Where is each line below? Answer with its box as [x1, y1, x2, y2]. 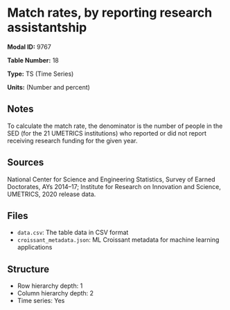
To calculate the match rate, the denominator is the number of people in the [7, 122, 223, 130]
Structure [7, 263, 50, 275]
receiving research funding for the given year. [7, 136, 138, 145]
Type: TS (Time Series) [7, 70, 74, 78]
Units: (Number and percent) [7, 83, 90, 91]
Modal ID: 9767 [7, 42, 52, 51]
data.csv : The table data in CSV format [17, 228, 129, 237]
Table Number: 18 [7, 56, 59, 64]
